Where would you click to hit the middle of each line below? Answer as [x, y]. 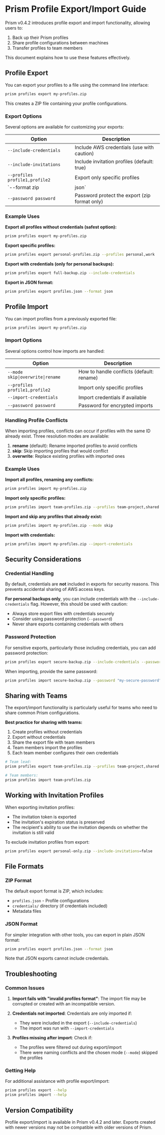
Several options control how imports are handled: [55, 351]
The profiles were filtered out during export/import [70, 1047]
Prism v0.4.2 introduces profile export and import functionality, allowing [78, 23]
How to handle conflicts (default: [116, 372]
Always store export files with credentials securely [63, 614]
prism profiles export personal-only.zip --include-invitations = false [79, 851]
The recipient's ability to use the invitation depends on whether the [80, 827]
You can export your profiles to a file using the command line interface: [77, 85]
